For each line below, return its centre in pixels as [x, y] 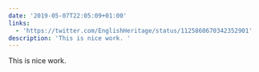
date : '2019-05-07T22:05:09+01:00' [68, 16]
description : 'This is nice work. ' [69, 38]
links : [19, 23]
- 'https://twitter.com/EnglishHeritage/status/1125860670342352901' [134, 30]
